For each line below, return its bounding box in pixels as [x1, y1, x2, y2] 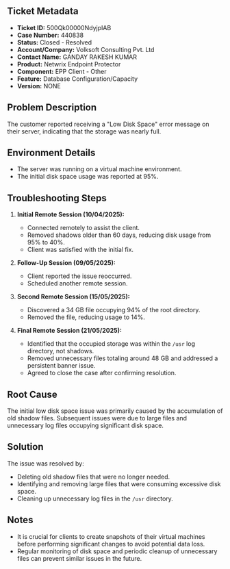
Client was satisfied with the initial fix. [27, 246, 134, 254]
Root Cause [7, 388, 58, 400]
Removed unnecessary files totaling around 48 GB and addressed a [27, 354, 218, 362]
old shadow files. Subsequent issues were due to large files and [7, 414, 187, 422]
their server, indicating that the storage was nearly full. [7, 127, 162, 136]
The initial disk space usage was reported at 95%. [16, 173, 159, 181]
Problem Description [7, 102, 97, 114]
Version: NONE [16, 81, 62, 90]
